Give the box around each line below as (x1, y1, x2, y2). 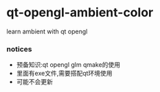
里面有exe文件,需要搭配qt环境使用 (16, 70, 113, 78)
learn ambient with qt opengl (6, 27, 88, 35)
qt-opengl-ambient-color (6, 5, 154, 20)
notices (6, 44, 32, 54)
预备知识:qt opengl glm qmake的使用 (16, 61, 121, 69)
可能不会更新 (16, 78, 53, 86)
